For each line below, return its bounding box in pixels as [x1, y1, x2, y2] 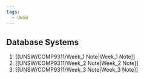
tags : [6, 9, 20, 15]
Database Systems [6, 37, 79, 47]
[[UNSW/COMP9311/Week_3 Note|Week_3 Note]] [15, 66, 138, 74]
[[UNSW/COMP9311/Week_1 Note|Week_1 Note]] [15, 53, 136, 61]
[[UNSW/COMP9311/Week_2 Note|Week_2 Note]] [15, 60, 139, 67]
